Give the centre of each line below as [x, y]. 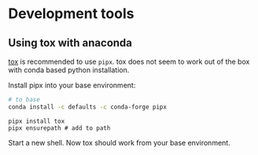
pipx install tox [37, 121]
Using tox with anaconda [70, 43]
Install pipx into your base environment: [72, 85]
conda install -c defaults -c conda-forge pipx [88, 107]
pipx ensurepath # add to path [59, 128]
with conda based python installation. [69, 70]
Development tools [71, 14]
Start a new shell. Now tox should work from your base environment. [119, 142]
